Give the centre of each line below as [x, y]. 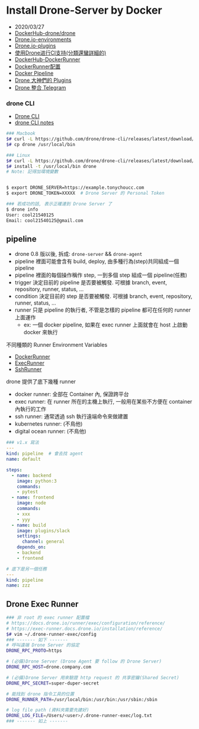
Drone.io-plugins [35, 46]
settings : [29, 536]
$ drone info [22, 209]
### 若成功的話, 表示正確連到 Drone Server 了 [59, 204]
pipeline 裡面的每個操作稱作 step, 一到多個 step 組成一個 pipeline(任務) [101, 275]
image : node [31, 503]
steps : [14, 470]
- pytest [28, 492]
